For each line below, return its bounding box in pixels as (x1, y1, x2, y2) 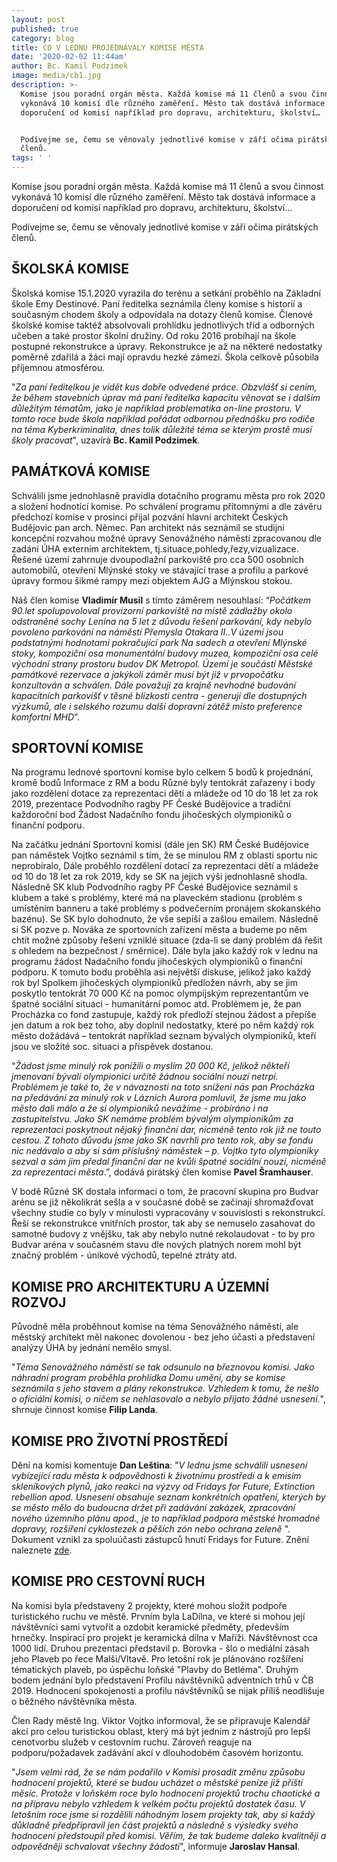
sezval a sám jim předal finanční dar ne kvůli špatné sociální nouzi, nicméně (11, 1156, 327, 1168)
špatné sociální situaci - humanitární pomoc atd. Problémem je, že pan (11, 998, 302, 1010)
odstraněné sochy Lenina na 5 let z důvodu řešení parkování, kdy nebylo (11, 615, 313, 627)
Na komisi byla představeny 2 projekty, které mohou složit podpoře (11, 1599, 288, 1611)
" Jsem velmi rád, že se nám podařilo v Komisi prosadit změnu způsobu (11, 1766, 306, 1778)
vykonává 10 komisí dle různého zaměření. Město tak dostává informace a (11, 191, 316, 203)
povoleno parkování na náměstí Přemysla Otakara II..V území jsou (11, 626, 284, 638)
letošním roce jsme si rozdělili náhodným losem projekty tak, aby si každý (11, 1808, 316, 1820)
